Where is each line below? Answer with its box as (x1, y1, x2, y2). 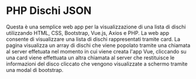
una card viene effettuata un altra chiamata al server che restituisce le (6, 54, 175, 61)
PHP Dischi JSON (6, 4, 92, 17)
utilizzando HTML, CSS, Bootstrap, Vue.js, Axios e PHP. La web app (6, 29, 170, 36)
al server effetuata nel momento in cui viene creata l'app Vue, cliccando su (6, 48, 187, 55)
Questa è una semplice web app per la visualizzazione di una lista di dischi (6, 23, 186, 30)
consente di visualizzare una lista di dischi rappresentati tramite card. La (6, 35, 180, 42)
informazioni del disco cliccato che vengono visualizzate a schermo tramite (6, 60, 188, 67)
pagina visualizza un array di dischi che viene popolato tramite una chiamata (6, 42, 191, 49)
